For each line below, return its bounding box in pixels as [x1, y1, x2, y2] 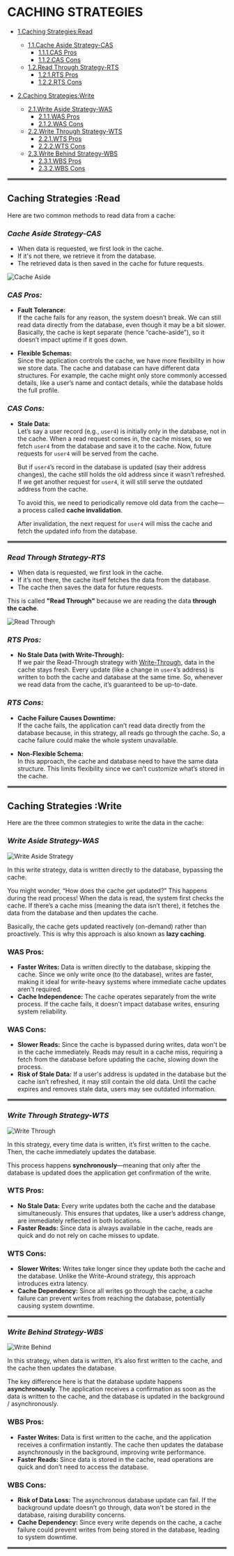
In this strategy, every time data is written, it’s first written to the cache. [7, 1140, 211, 1148]
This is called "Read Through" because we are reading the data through [7, 596, 217, 605]
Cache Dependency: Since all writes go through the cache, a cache [17, 1287, 213, 1295]
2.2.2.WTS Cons [38, 142, 86, 150]
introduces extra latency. [17, 1279, 89, 1287]
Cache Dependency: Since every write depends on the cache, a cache [17, 1518, 222, 1527]
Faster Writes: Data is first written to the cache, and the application [17, 1433, 212, 1441]
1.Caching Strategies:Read [17, 27, 93, 36]
